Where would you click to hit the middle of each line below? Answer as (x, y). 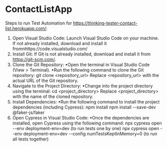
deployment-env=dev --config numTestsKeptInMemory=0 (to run (90, 133)
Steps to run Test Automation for (39, 23)
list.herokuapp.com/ (26, 28)
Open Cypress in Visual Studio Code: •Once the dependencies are (81, 117)
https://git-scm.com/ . (34, 59)
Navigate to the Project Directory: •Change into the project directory (83, 85)
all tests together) (30, 139)
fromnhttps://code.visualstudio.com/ (50, 48)
